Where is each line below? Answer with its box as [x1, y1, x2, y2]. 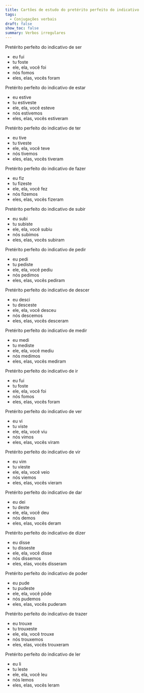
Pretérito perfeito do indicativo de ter [5, 125, 81, 131]
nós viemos [12, 474, 36, 480]
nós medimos [12, 353, 41, 359]
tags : [5, 12, 16, 17]
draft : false [5, 21, 32, 26]
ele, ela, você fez [12, 186, 48, 192]
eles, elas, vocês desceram [12, 318, 69, 324]
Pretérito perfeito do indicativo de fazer [5, 165, 86, 171]
